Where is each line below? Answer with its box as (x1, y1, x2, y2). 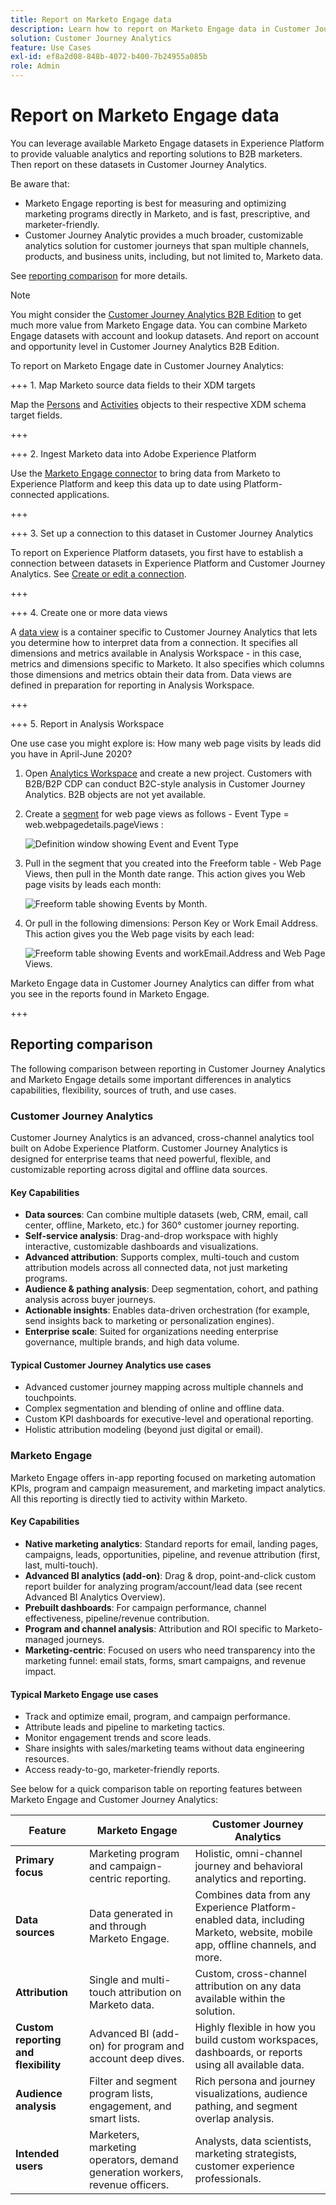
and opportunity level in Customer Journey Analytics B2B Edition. (10, 340, 280, 352)
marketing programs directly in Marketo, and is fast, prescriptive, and (24, 207, 311, 220)
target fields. (10, 409, 63, 421)
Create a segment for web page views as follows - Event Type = (24, 807, 290, 820)
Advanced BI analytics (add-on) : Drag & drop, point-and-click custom (24, 1569, 317, 1581)
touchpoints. (24, 1392, 77, 1404)
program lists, (89, 2087, 154, 2101)
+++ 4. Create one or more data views (10, 606, 168, 618)
